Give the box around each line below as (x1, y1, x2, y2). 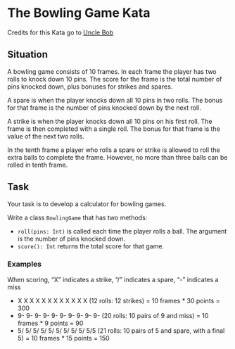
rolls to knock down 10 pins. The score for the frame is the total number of (7, 75, 222, 83)
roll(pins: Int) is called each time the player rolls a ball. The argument (17, 227, 227, 235)
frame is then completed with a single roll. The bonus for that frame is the (7, 125, 220, 133)
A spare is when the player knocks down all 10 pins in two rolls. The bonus (7, 96, 223, 104)
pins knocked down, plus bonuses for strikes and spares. (7, 82, 173, 91)
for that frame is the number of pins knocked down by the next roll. (7, 103, 202, 112)
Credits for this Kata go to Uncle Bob (7, 28, 114, 37)
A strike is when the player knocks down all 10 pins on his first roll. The (7, 117, 212, 125)
